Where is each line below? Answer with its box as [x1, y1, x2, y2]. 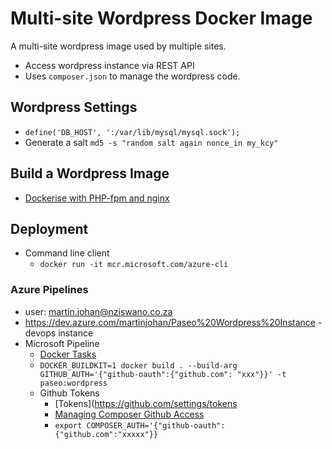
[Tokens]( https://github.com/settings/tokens [54, 397, 238, 409]
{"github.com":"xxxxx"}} [54, 429, 159, 439]
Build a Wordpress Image [10, 165, 170, 182]
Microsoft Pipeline [24, 337, 100, 349]
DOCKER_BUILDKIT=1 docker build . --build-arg [39, 360, 238, 371]
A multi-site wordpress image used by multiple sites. [10, 40, 227, 52]
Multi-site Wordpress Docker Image [10, 7, 313, 30]
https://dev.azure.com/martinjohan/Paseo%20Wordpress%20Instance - [24, 316, 323, 328]
